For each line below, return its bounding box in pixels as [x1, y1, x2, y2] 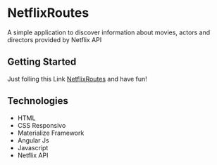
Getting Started [7, 56, 77, 68]
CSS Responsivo [17, 121, 66, 129]
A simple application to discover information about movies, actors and [7, 28, 211, 37]
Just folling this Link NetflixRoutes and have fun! [7, 74, 148, 83]
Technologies [7, 95, 69, 107]
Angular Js [17, 136, 49, 145]
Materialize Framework [17, 128, 85, 137]
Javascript [17, 143, 49, 152]
